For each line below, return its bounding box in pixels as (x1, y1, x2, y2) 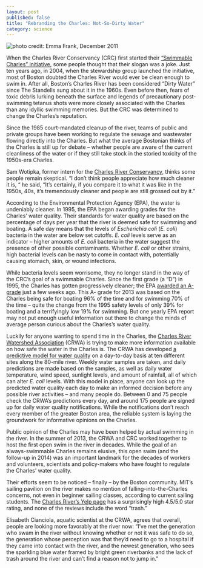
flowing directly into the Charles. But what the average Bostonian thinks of (6, 137, 192, 145)
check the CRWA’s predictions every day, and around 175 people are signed (6, 397, 195, 405)
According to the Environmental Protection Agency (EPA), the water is (6, 199, 181, 207)
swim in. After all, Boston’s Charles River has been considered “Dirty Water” (6, 80, 196, 87)
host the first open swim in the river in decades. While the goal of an (6, 441, 177, 448)
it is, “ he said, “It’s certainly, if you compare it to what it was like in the (6, 181, 182, 188)
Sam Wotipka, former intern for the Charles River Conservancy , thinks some (6, 168, 196, 176)
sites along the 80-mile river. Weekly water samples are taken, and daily (6, 358, 186, 366)
